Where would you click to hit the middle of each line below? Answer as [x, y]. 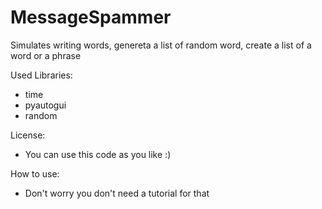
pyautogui [45, 105]
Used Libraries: [41, 75]
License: [28, 135]
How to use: [35, 173]
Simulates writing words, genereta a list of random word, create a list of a [161, 45]
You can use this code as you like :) [98, 154]
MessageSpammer [91, 17]
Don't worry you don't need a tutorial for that [117, 193]
